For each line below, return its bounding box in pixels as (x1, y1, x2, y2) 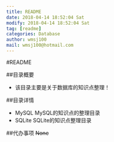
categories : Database (6, 31, 61, 37)
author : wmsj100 (6, 37, 47, 43)
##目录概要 (6, 71, 34, 78)
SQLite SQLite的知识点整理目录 (14, 116, 92, 123)
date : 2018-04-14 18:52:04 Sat (6, 14, 85, 20)
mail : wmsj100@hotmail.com (6, 43, 74, 49)
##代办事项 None (6, 129, 49, 137)
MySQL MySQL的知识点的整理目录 (14, 109, 101, 116)
